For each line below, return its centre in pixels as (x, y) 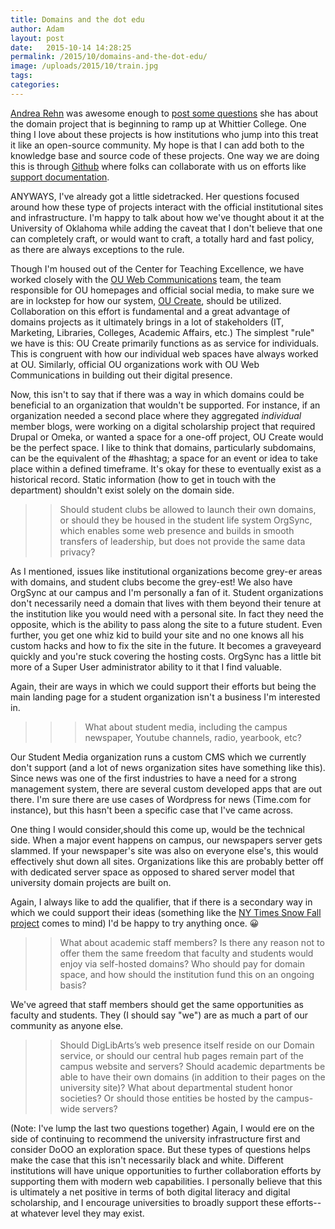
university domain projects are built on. (91, 882)
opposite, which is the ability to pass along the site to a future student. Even (166, 624)
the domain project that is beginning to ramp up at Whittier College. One (158, 123)
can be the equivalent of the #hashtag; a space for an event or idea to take (164, 458)
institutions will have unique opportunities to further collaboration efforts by (166, 1170)
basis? (73, 985)
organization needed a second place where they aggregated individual (156, 415)
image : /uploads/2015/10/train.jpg (84, 66)
